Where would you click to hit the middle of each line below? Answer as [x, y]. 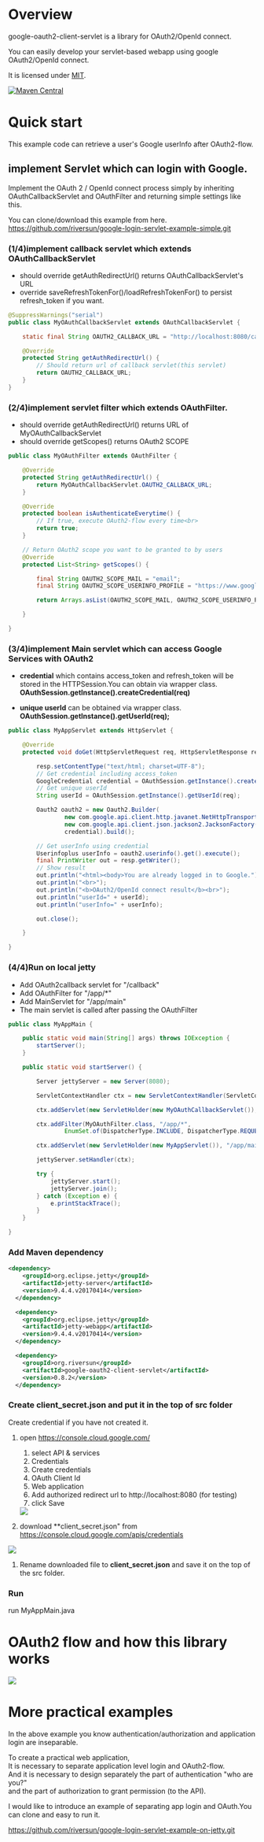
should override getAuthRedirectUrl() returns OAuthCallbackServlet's [131, 275]
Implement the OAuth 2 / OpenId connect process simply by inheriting [121, 187]
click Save [48, 1503]
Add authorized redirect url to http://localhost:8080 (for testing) [134, 1495]
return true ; [58, 528]
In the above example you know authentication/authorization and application [132, 1733]
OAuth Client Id [56, 1477]
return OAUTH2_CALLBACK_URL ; [84, 373]
